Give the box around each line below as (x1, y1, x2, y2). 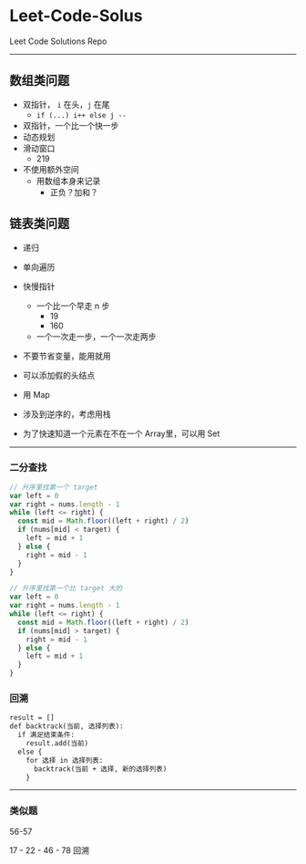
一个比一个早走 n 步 (36, 300, 110, 311)
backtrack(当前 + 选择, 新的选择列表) (33, 764, 168, 774)
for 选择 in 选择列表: (25, 755, 104, 765)
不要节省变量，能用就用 (22, 350, 111, 361)
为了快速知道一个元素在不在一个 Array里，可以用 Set (22, 428, 220, 439)
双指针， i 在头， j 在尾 (22, 99, 110, 109)
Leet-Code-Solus (9, 5, 143, 26)
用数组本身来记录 (36, 175, 101, 186)
